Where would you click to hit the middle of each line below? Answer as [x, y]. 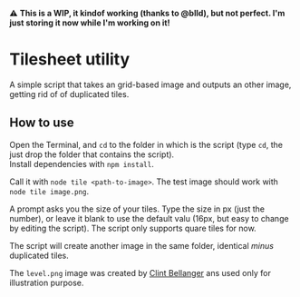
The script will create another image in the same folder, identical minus [142, 245]
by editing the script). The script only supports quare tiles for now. [133, 228]
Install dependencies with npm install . [82, 163]
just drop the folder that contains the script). [92, 154]
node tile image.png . [49, 191]
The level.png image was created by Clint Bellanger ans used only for [140, 272]
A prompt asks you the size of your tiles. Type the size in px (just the [137, 209]
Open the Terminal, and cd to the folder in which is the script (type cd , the [146, 144]
